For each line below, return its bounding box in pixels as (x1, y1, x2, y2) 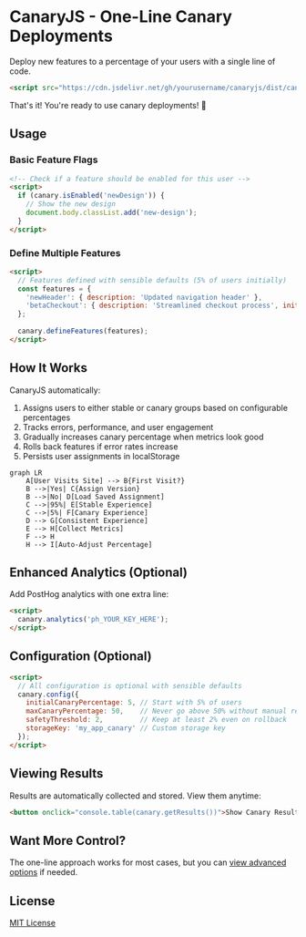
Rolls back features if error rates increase (22, 440, 178, 452)
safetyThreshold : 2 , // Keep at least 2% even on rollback (25, 716, 287, 725)
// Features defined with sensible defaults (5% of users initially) (17, 275, 287, 284)
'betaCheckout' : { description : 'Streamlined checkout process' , (25, 301, 280, 311)
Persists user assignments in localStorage (22, 450, 180, 461)
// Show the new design (25, 200, 117, 209)
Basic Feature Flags (9, 153, 98, 166)
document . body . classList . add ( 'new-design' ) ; (25, 208, 198, 217)
